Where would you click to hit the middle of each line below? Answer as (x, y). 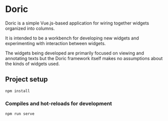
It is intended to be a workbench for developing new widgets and (72, 38)
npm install (17, 91)
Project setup (27, 79)
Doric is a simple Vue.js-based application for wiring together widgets (77, 23)
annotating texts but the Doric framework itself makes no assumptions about (84, 58)
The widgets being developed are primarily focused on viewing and (74, 53)
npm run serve (20, 114)
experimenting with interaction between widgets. (55, 43)
